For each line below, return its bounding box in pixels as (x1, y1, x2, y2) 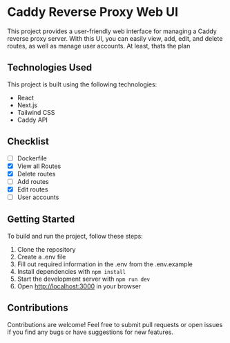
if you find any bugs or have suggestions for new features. (7, 328, 174, 336)
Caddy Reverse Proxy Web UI (7, 4, 178, 20)
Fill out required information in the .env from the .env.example (17, 260, 193, 268)
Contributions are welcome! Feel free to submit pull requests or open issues (7, 320, 223, 328)
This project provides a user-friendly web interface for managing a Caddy (7, 27, 218, 35)
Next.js (17, 101, 38, 109)
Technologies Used (7, 62, 92, 73)
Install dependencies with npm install (17, 267, 126, 275)
